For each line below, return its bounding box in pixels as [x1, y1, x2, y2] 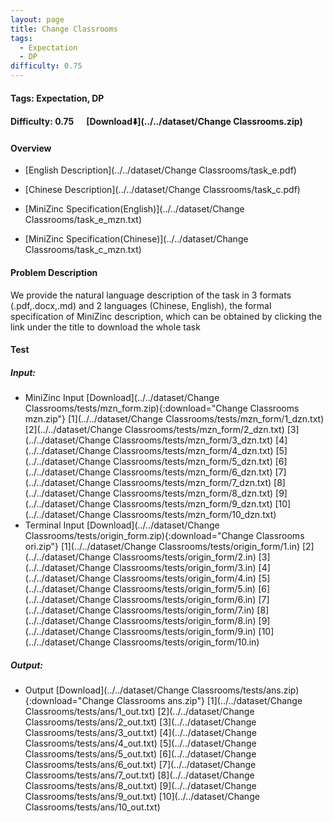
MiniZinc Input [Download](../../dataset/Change [24, 392, 220, 404]
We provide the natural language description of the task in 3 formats [10, 289, 292, 301]
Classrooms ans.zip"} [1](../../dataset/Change [116, 695, 303, 707]
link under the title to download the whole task [10, 321, 201, 333]
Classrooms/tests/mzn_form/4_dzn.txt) [113, 445, 274, 457]
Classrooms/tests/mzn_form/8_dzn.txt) [113, 487, 274, 500]
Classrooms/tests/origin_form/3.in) [113, 562, 257, 574]
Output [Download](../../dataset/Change [24, 684, 190, 696]
